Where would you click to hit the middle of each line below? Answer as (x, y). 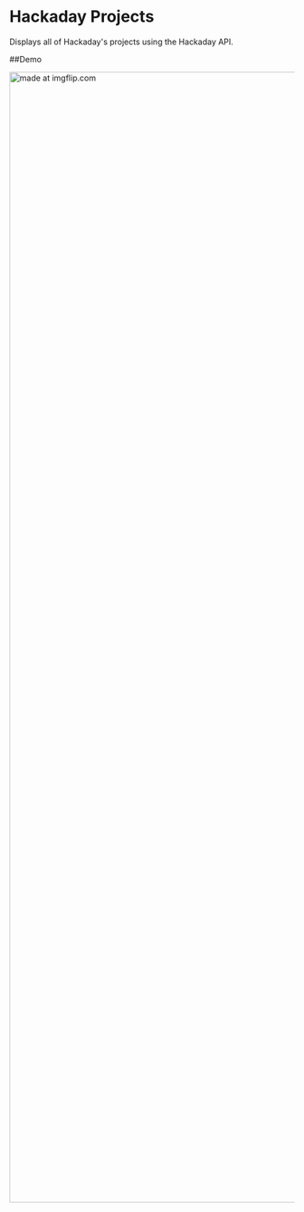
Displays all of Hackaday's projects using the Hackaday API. (121, 42)
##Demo (26, 59)
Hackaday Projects (82, 17)
